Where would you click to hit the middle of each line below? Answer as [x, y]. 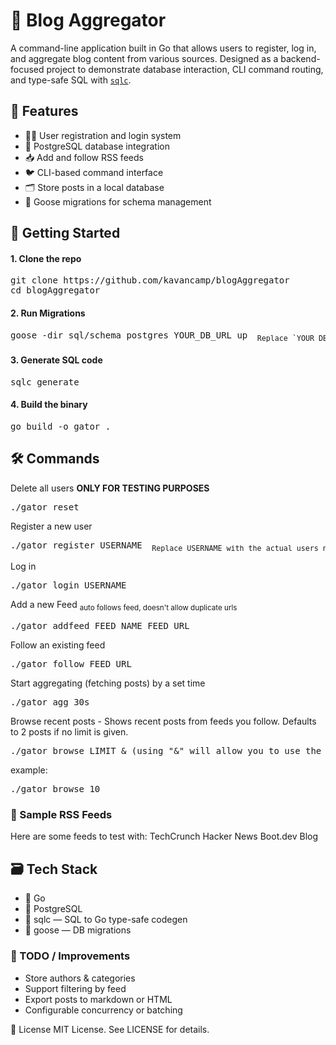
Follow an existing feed [58, 645]
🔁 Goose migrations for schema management [118, 201]
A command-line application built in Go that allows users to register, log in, [163, 48]
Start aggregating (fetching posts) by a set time [108, 683]
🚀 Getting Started [65, 233]
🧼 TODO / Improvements [70, 956]
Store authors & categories [80, 978]
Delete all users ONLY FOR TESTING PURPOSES [110, 488]
